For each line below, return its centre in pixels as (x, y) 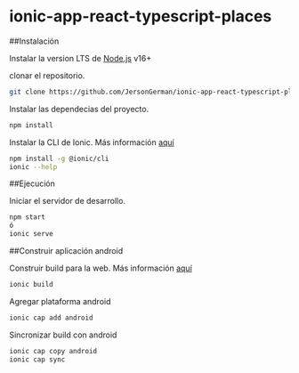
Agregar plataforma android (60, 301)
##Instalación (34, 41)
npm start (28, 217)
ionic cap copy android (53, 351)
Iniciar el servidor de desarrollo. (68, 201)
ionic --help (33, 166)
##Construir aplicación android (66, 251)
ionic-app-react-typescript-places (141, 16)
